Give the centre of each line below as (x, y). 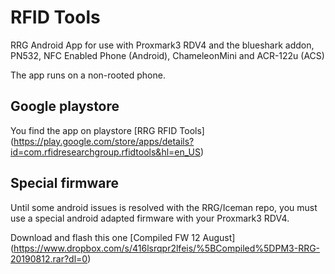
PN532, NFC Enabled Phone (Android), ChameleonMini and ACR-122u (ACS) (167, 55)
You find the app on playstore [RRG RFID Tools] (107, 130)
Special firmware (65, 183)
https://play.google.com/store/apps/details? (104, 141)
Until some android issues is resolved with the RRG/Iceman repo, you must (164, 207)
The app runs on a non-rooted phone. (88, 75)
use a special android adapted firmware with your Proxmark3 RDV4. (150, 218)
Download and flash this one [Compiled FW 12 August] (123, 237)
